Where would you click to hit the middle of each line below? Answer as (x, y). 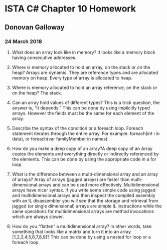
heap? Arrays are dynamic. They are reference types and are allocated (85, 72)
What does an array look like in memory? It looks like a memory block (84, 52)
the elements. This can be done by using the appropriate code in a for (84, 159)
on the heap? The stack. (37, 92)
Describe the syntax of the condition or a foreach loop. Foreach (77, 128)
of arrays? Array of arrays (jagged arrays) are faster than (71, 179)
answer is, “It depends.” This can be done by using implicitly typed (81, 107)
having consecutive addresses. (44, 57)
